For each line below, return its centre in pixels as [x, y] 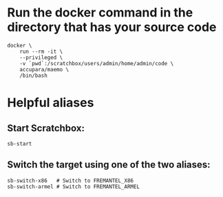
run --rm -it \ [41, 51]
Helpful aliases [51, 103]
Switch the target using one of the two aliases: [109, 165]
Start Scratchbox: [46, 128]
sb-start [20, 143]
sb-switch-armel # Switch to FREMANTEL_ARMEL [73, 187]
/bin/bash [34, 76]
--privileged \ [41, 57]
